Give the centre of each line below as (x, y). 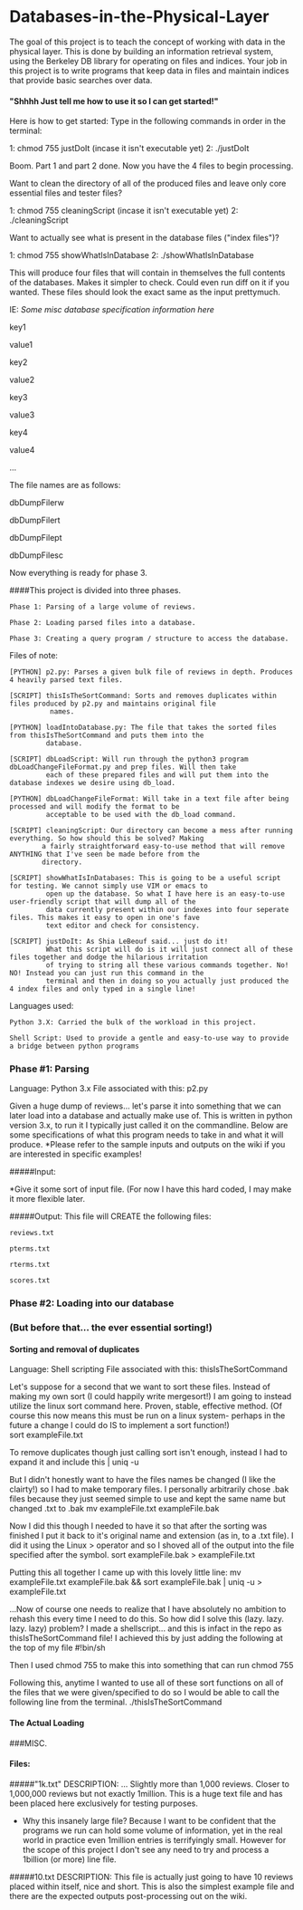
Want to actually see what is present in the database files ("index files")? (144, 238)
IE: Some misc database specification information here (112, 310)
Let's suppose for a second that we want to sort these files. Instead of (140, 1387)
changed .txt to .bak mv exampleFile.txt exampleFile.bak (114, 1509)
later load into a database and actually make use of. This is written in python (151, 1116)
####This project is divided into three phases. (95, 590)
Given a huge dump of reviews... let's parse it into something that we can (146, 1106)
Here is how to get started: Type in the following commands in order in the (148, 121)
